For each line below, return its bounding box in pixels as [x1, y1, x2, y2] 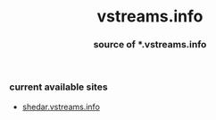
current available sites [9, 81, 109, 93]
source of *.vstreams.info [93, 39, 207, 51]
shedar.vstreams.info [21, 101, 101, 112]
